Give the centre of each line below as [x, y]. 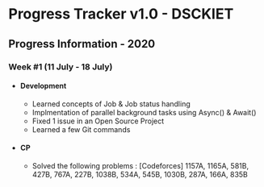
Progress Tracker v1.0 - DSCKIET [121, 14]
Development [43, 86]
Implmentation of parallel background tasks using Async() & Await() [144, 112]
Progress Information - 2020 [82, 44]
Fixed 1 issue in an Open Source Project [98, 121]
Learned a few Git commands [81, 129]
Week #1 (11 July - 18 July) [61, 67]
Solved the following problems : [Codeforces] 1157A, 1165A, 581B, [140, 165]
